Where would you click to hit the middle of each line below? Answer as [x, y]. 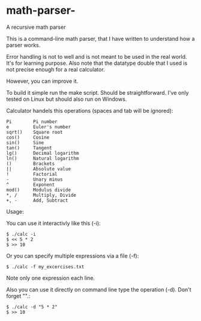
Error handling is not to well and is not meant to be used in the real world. [97, 56]
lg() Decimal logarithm [43, 153]
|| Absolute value [38, 169]
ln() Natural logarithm [43, 158]
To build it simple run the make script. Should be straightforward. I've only [97, 92]
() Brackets [31, 163]
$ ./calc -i [21, 234]
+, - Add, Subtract [37, 200]
